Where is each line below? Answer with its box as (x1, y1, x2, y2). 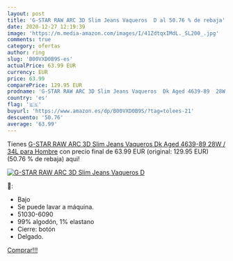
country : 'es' (7, 95, 49, 102)
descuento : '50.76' (7, 114, 64, 121)
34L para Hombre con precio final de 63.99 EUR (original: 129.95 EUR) (7, 147, 209, 156)
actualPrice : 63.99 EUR (7, 62, 77, 69)
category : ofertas (7, 43, 61, 50)
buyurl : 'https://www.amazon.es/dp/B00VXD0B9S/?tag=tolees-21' (7, 107, 195, 114)
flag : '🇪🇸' (7, 101, 42, 108)
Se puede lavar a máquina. (17, 202, 94, 211)
